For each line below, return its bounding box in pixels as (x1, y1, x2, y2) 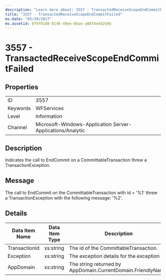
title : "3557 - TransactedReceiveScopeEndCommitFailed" (5, 12, 123, 17)
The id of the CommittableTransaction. (69, 244, 158, 251)
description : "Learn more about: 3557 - (5, 7, 90, 12)
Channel (7, 124, 27, 131)
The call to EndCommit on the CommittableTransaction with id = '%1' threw (5, 190, 158, 196)
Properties (5, 82, 39, 91)
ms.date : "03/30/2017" (5, 16, 52, 21)
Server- (113, 121, 132, 128)
